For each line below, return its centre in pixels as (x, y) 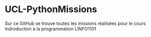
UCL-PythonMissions (51, 9)
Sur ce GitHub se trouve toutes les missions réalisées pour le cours (75, 23)
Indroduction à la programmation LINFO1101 (51, 28)
